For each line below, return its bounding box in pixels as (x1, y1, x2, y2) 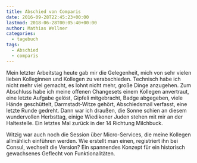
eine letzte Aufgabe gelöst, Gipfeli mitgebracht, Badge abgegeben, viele (6, 94, 183, 101)
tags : (6, 42, 20, 48)
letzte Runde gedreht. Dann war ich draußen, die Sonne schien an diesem (6, 107, 187, 114)
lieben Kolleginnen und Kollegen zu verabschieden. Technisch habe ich (6, 75, 181, 82)
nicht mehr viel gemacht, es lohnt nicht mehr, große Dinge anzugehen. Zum (6, 81, 192, 89)
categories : (6, 31, 36, 37)
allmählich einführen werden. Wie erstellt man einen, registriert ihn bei (6, 137, 179, 144)
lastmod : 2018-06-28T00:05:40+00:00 (6, 20, 97, 25)
